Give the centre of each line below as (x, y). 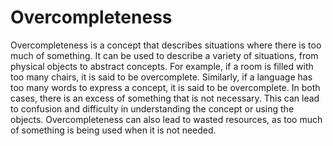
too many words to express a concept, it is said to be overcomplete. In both (165, 87)
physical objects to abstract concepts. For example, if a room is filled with (162, 66)
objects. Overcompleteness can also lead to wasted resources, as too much (166, 119)
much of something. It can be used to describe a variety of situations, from (164, 55)
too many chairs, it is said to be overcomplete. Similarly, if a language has (161, 77)
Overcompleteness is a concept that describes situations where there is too (166, 45)
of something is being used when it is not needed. (113, 130)
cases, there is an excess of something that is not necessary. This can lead (165, 98)
